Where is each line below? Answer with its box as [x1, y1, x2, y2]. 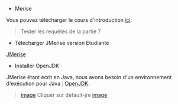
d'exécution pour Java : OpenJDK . [6, 80, 90, 87]
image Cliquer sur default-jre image [20, 92, 108, 98]
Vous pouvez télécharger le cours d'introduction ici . [6, 17, 132, 23]
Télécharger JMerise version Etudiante [14, 40, 109, 46]
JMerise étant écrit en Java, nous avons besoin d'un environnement [6, 74, 172, 80]
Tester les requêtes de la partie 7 [20, 28, 102, 35]
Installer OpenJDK [14, 62, 60, 69]
